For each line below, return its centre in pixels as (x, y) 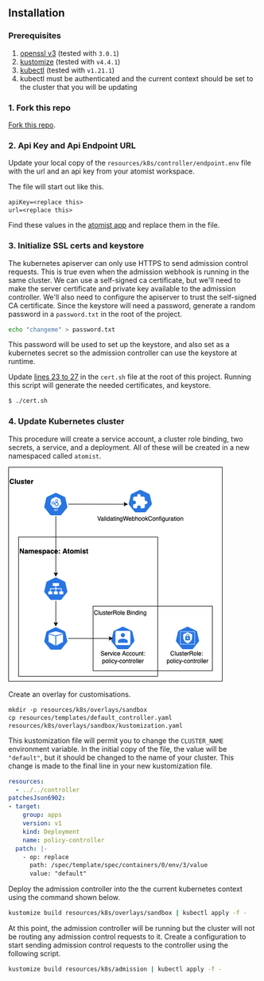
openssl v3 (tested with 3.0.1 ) (69, 53)
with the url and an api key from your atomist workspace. (101, 171)
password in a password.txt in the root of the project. (95, 314)
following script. (35, 954)
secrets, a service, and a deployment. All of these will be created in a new (129, 447)
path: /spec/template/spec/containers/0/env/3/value (118, 866)
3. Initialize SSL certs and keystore (76, 246)
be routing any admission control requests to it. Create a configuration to (127, 936)
